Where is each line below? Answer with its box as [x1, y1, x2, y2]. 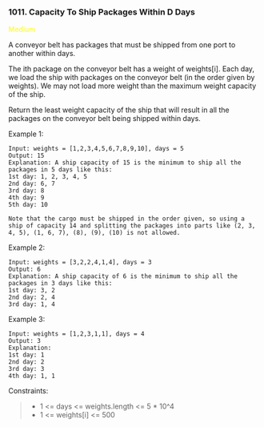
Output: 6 [8, 265, 42, 274]
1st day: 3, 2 [8, 287, 56, 295]
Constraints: [8, 386, 49, 396]
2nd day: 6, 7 [8, 179, 56, 188]
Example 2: [8, 243, 46, 252]
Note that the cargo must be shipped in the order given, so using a [8, 215, 246, 223]
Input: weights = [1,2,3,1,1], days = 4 [8, 330, 146, 338]
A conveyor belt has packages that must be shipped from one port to [8, 40, 236, 50]
